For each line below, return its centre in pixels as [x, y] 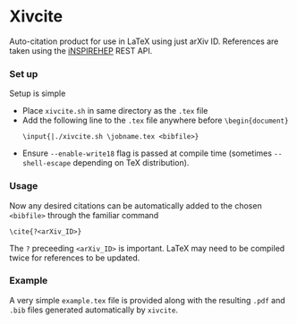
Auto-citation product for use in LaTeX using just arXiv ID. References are [144, 41]
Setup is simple [38, 94]
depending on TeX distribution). [131, 163]
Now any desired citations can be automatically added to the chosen [136, 205]
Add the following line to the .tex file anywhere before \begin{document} [155, 120]
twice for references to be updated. [75, 258]
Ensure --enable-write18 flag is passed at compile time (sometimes [147, 153]
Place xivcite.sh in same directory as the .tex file [115, 111]
